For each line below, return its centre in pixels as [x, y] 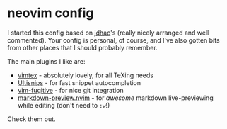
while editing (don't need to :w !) [64, 105]
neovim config [51, 13]
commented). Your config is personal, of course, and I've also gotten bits [114, 40]
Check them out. [31, 119]
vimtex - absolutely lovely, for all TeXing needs [86, 75]
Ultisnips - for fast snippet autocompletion [79, 82]
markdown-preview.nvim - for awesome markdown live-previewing [115, 98]
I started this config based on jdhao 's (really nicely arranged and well [108, 33]
